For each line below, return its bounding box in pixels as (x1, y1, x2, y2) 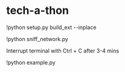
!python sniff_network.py (6, 35, 68, 42)
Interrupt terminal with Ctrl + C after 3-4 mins (6, 47, 120, 54)
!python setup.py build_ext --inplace (6, 24, 97, 31)
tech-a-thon (6, 4, 69, 18)
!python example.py (6, 59, 56, 66)
